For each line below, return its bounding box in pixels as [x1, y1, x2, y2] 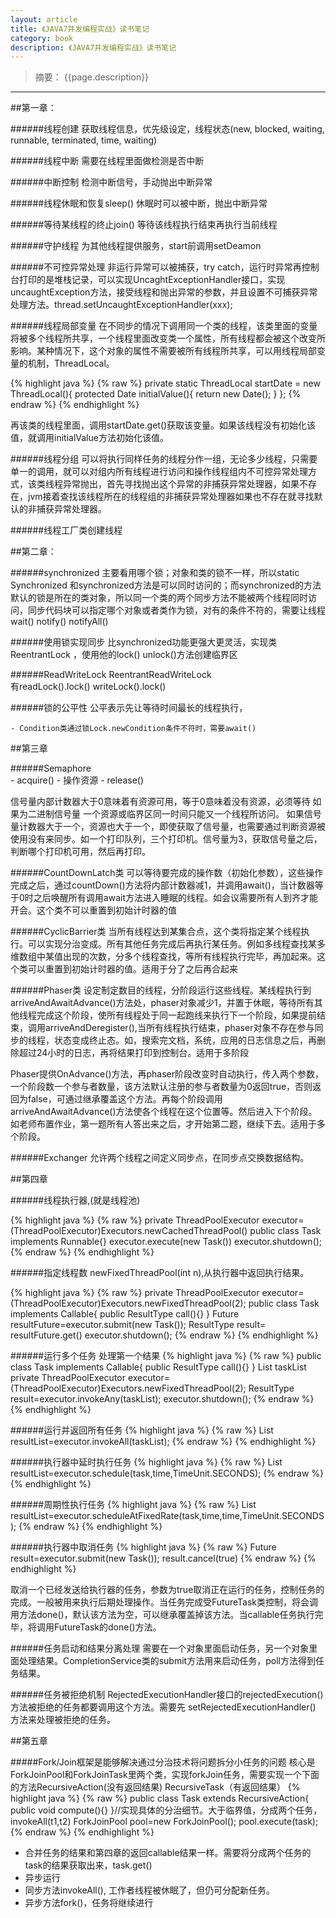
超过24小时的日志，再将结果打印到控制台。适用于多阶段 [18, 1047, 250, 1059]
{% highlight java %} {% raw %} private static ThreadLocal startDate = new [10, 377, 321, 390]
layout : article [10, 14, 78, 25]
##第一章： [10, 102, 57, 114]
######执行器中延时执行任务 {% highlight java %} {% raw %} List [10, 1456, 283, 1468]
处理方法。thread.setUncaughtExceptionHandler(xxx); [10, 299, 233, 311]
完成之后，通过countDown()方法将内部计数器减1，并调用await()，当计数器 [10, 879, 315, 891]
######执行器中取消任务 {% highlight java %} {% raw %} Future [10, 1541, 277, 1553]
